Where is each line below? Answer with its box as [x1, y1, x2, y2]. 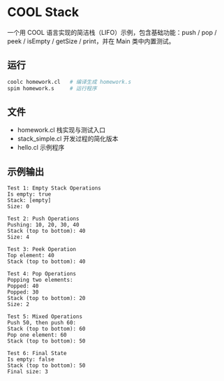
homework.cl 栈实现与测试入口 [17, 126, 106, 134]
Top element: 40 [7, 252, 54, 259]
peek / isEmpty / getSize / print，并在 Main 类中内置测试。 [7, 36, 175, 45]
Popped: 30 [7, 289, 39, 296]
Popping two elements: [7, 277, 73, 284]
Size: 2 [7, 301, 30, 308]
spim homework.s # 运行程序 [7, 85, 98, 92]
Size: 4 [7, 233, 30, 241]
